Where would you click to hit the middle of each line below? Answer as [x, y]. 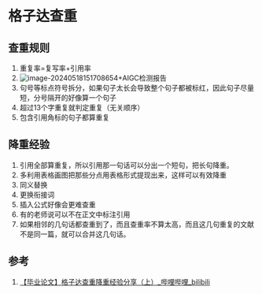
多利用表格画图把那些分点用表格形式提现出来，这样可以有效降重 [123, 175]
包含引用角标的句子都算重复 [65, 117]
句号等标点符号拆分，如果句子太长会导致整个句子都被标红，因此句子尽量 [137, 88]
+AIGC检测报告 [142, 78]
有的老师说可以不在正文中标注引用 [75, 214]
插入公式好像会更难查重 [57, 204]
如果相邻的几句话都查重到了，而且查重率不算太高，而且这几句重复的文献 [137, 224]
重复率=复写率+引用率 [55, 68]
